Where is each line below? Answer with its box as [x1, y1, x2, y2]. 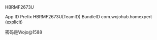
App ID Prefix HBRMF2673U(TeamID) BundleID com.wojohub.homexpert [5, 14, 152, 19]
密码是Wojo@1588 [5, 29, 43, 35]
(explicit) [5, 19, 23, 25]
